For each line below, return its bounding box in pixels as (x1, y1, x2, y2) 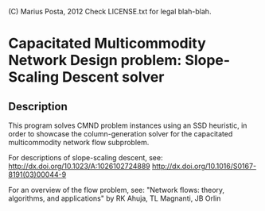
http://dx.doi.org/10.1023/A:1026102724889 (8, 162, 151, 171)
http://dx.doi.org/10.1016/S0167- (151, 162, 257, 171)
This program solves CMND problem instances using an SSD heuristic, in (8, 121, 247, 130)
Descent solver (62, 68, 165, 86)
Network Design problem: (8, 52, 182, 70)
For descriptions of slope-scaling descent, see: (8, 153, 163, 162)
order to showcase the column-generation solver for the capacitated (8, 129, 233, 138)
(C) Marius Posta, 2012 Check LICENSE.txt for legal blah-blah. (8, 7, 212, 16)
